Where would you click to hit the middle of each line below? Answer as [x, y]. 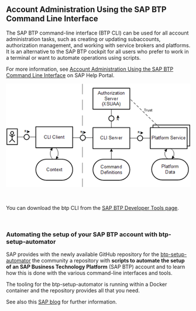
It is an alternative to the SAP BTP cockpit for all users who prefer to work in [97, 51]
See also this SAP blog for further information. [61, 302]
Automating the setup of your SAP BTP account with [82, 234]
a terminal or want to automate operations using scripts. [73, 57]
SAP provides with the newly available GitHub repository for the [83, 254]
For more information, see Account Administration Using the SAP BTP [90, 69]
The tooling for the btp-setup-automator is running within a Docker [87, 284]
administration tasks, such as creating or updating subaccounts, [83, 39]
